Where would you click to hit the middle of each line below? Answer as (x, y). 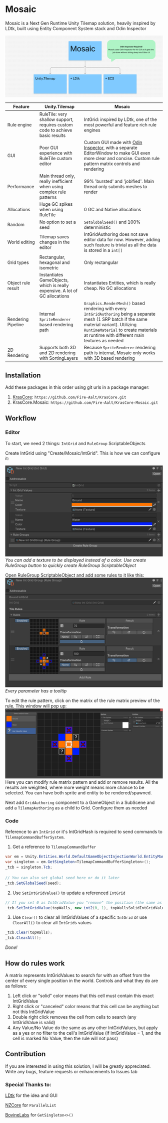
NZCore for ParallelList (31, 1105)
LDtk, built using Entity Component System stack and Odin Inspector (76, 28)
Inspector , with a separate (110, 148)
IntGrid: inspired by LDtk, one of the (120, 119)
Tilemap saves (54, 237)
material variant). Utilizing (110, 324)
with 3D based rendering (109, 358)
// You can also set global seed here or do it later (62, 878)
